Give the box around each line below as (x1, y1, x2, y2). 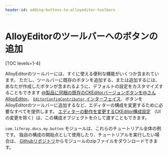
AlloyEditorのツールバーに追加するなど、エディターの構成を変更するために (5, 102, 159, 108)
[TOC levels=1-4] (5, 60, 41, 66)
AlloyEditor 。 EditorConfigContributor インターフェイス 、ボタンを (5, 96, 143, 102)
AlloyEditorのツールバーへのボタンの (5, 31, 158, 42)
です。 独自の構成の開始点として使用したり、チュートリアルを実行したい (5, 131, 155, 137)
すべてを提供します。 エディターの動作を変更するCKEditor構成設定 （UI (14, 108, 161, 114)
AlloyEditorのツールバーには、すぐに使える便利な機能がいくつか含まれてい (5, 70, 159, 76)
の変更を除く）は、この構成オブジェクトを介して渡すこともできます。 (5, 114, 149, 121)
